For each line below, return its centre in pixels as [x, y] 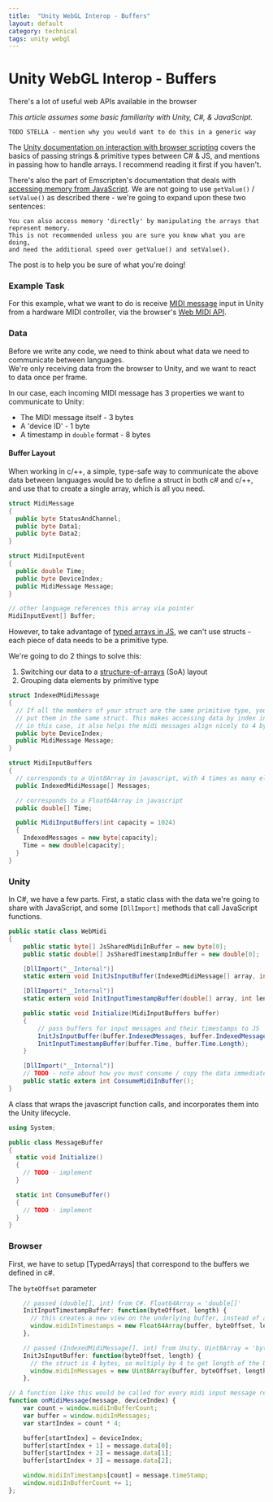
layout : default [36, 24]
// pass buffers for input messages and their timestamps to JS [149, 1028]
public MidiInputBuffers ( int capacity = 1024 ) [96, 823]
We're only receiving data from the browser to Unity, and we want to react [132, 368]
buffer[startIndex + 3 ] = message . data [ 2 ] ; [98, 1461]
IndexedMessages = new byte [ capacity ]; [91, 838]
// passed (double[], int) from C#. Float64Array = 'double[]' [132, 1303]
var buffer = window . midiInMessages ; [87, 1416]
